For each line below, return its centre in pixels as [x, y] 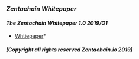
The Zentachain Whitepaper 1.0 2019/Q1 [57, 23]
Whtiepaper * [30, 36]
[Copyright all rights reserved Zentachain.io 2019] [69, 50]
